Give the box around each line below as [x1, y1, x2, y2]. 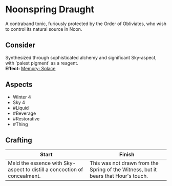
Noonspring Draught [5, 4, 95, 15]
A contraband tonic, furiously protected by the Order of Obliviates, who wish [5, 20, 167, 27]
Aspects [5, 80, 33, 89]
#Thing [12, 121, 28, 127]
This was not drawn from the [89, 160, 159, 167]
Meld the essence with [8, 160, 62, 167]
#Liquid [12, 105, 29, 111]
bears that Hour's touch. [89, 173, 148, 180]
